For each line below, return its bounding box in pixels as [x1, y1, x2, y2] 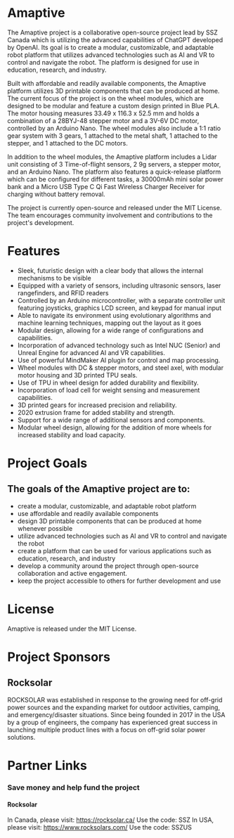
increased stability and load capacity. [17, 430, 126, 439]
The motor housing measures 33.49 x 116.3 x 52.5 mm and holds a [7, 109, 200, 117]
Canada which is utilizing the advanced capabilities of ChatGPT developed [7, 35, 223, 44]
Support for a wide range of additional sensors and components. [17, 415, 205, 424]
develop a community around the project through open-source [17, 561, 199, 570]
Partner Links [7, 758, 88, 773]
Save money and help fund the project [7, 782, 141, 792]
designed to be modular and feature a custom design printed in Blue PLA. [7, 101, 220, 110]
